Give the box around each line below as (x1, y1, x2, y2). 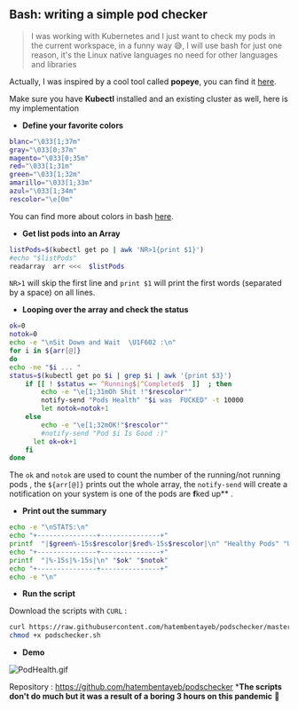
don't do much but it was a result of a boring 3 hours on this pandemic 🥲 (9, 691, 280, 702)
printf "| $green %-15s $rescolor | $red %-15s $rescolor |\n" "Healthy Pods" (9, 540, 279, 548)
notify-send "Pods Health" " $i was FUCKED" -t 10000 (41, 396, 244, 405)
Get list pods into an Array (21, 228, 121, 239)
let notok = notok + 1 (41, 404, 109, 414)
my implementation (9, 102, 80, 114)
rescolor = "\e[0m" (9, 194, 74, 203)
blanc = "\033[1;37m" (9, 137, 82, 146)
